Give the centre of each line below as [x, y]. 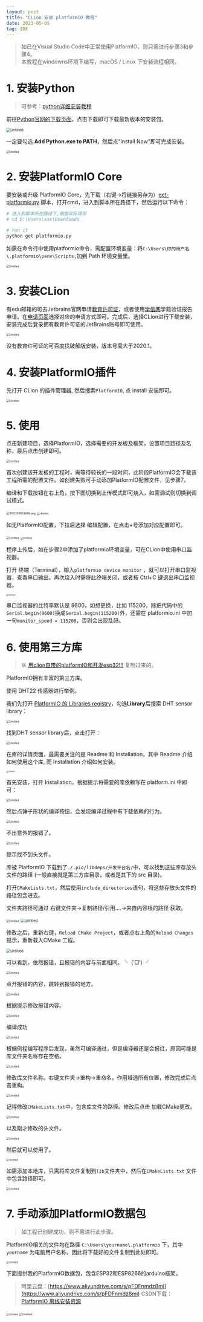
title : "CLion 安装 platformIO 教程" [52, 18]
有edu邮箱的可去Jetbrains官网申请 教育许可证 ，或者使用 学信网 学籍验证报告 [99, 309]
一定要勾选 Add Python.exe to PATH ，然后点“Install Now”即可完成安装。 [97, 141]
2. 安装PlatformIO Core [64, 177]
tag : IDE [17, 29]
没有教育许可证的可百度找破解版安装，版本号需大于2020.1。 [81, 346]
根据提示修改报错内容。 [35, 1005]
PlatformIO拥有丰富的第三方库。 [46, 678]
